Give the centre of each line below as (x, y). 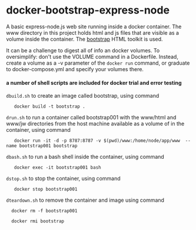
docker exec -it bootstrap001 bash (57, 168)
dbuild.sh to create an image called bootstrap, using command (83, 96)
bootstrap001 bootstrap (48, 146)
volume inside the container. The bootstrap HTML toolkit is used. (84, 39)
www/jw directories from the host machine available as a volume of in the (95, 124)
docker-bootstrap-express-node (88, 10)
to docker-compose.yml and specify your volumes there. (75, 69)
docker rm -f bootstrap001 (44, 211)
